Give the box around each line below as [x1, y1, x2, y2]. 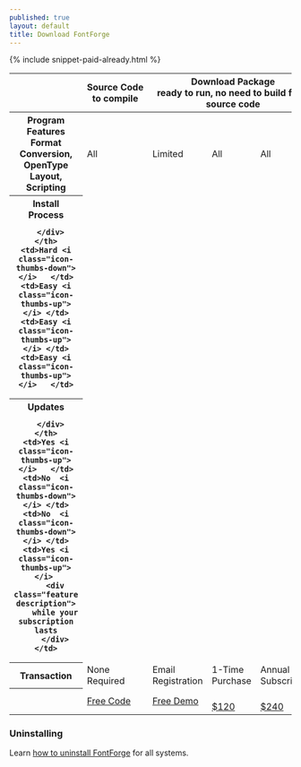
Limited [151, 147, 184, 159]
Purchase [211, 674, 253, 686]
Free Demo [151, 694, 199, 707]
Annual [260, 663, 290, 676]
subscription [18, 616, 74, 627]
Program [26, 114, 65, 126]
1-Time [211, 663, 245, 676]
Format [30, 136, 62, 149]
